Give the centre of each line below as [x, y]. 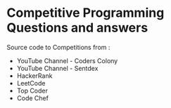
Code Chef [32, 98]
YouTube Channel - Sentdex [57, 68]
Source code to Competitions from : [58, 47]
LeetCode [31, 83]
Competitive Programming [85, 13]
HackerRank [34, 76]
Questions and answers [77, 28]
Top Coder [32, 90]
